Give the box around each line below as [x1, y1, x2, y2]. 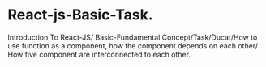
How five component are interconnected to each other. [7, 49, 191, 59]
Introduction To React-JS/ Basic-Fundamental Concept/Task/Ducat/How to [7, 32, 258, 42]
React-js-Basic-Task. [7, 6, 153, 24]
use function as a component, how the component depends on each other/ [7, 40, 259, 50]
